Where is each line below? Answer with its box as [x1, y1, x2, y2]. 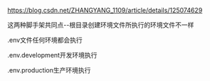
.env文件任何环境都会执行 [7, 36, 83, 44]
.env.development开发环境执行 [7, 51, 98, 59]
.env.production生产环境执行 [7, 66, 91, 74]
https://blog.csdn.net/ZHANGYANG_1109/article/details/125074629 [7, 6, 203, 14]
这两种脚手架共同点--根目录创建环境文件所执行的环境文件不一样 [7, 21, 194, 29]
